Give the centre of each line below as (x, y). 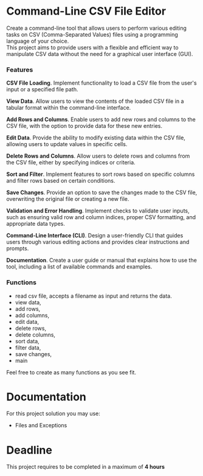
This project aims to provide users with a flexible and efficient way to (92, 47)
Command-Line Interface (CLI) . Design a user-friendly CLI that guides (95, 236)
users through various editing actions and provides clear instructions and (98, 242)
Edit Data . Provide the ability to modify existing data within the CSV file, (96, 138)
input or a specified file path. (42, 89)
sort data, (27, 341)
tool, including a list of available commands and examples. (79, 267)
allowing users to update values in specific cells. (67, 144)
